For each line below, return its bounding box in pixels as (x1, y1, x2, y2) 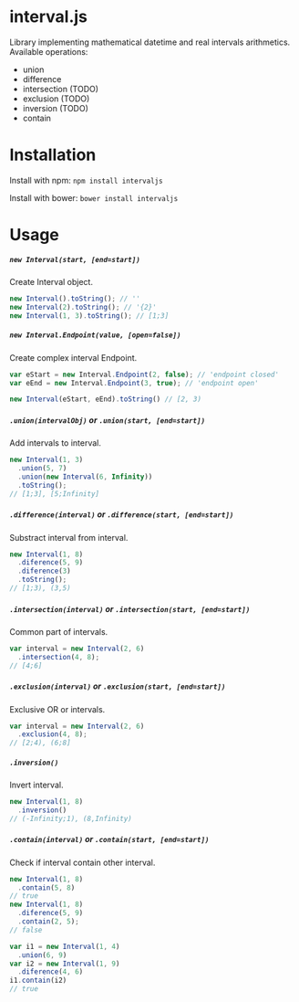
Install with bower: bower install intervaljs (9, 192, 179, 203)
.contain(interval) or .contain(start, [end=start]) (9, 834, 210, 845)
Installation (9, 144, 97, 165)
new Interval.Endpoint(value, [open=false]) (9, 331, 181, 340)
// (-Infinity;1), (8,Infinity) (9, 814, 132, 823)
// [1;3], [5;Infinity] (9, 489, 100, 499)
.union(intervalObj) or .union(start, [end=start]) (9, 414, 206, 426)
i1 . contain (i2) (9, 976, 67, 986)
